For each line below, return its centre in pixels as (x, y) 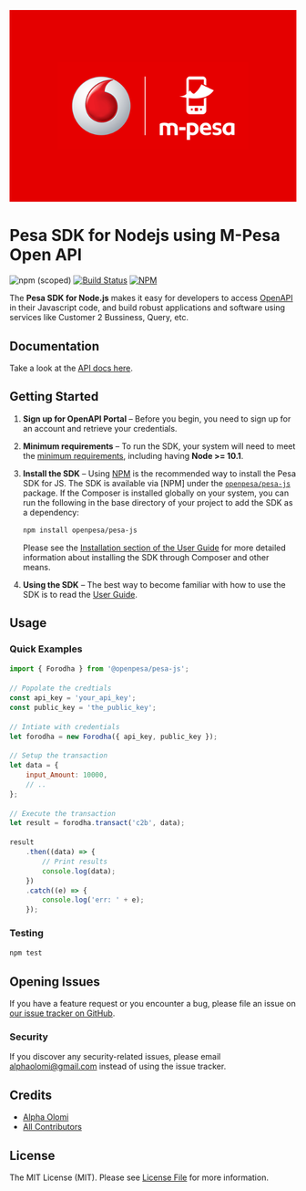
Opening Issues (55, 982)
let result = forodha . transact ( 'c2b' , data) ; (97, 823)
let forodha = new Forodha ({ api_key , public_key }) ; (114, 737)
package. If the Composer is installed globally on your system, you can (156, 493)
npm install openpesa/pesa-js (80, 530)
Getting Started (54, 397)
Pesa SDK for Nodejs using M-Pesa (145, 236)
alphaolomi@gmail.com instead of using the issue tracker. (118, 1066)
